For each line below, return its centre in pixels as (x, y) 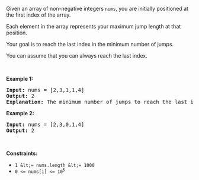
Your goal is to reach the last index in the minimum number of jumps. (90, 44)
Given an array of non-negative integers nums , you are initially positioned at (97, 9)
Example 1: (20, 79)
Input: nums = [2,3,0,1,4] (45, 124)
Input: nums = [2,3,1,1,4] (45, 90)
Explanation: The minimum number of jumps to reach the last (97, 102)
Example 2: (20, 113)
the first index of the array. (38, 15)
